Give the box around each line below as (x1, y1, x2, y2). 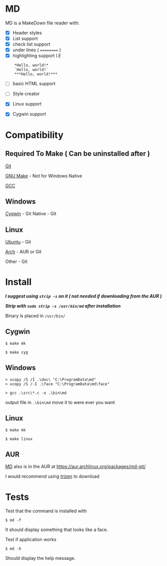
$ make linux (5, 436, 33, 442)
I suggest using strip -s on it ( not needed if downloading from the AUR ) (5, 293, 162, 299)
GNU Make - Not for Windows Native (5, 173, 82, 179)
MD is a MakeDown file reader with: (5, 20, 80, 26)
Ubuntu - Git (5, 239, 31, 245)
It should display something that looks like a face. (5, 526, 108, 533)
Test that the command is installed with (5, 508, 87, 514)
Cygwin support (12, 111, 47, 117)
